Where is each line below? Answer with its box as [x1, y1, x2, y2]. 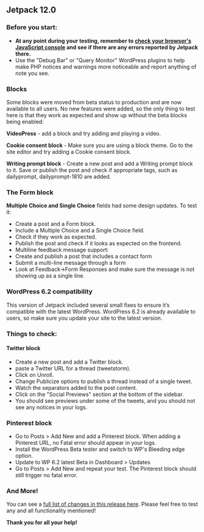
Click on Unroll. [15, 371, 54, 378]
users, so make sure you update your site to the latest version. [6, 314, 163, 322]
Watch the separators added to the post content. [15, 384, 138, 391]
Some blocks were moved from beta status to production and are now [6, 98, 182, 106]
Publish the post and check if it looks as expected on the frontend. [15, 240, 182, 247]
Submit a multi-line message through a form [15, 259, 126, 267]
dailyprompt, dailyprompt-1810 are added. [6, 173, 111, 180]
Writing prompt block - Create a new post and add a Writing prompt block [6, 160, 193, 167]
